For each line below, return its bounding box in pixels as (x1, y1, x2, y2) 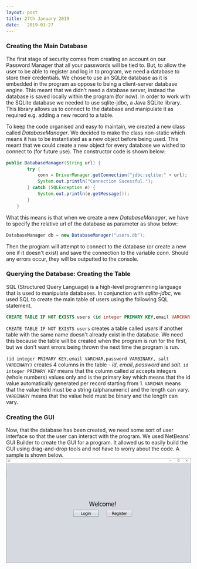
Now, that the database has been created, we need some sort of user (6, 426, 174, 434)
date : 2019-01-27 (6, 22, 54, 28)
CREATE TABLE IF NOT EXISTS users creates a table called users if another (6, 325, 183, 332)
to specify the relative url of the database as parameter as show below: (6, 220, 178, 227)
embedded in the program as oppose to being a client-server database (6, 80, 178, 87)
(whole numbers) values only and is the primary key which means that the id (6, 373, 191, 381)
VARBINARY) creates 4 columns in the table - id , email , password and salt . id (6, 361, 189, 368)
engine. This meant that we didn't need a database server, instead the (6, 86, 175, 93)
